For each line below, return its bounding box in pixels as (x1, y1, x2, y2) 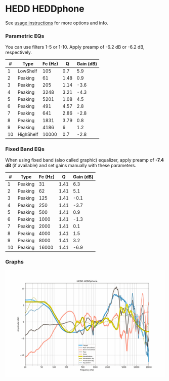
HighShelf (17, 131, 38, 137)
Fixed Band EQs (5, 145, 45, 153)
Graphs (5, 258, 24, 265)
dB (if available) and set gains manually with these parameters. (5, 163, 137, 169)
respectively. (5, 49, 32, 56)
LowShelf (17, 68, 37, 74)
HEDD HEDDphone (5, 3, 85, 15)
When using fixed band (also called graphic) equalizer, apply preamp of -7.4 (5, 157, 164, 163)
